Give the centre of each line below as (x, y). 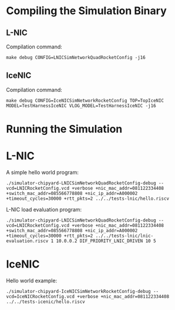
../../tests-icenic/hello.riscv (46, 302)
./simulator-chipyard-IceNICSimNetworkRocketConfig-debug (78, 291)
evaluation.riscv (27, 241)
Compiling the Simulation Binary (86, 11)
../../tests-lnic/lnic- (124, 236)
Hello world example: (32, 281)
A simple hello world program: (43, 172)
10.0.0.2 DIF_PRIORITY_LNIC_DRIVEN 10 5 (106, 241)
